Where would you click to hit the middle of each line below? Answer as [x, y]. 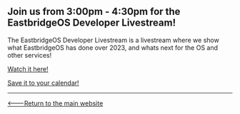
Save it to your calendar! [44, 83]
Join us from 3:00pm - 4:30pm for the [94, 12]
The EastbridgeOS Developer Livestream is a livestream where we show [113, 40]
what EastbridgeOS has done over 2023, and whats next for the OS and [113, 47]
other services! [30, 55]
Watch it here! [28, 69]
